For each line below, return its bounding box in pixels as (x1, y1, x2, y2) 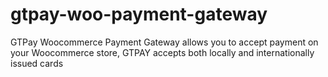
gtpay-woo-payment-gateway (10, 3, 268, 26)
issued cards (10, 57, 64, 69)
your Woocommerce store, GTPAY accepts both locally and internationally (10, 46, 315, 58)
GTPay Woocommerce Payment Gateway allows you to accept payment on (10, 36, 319, 48)
